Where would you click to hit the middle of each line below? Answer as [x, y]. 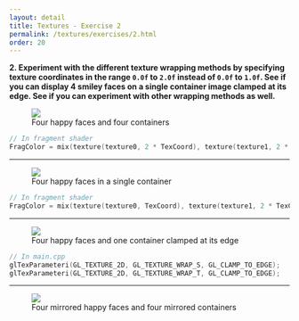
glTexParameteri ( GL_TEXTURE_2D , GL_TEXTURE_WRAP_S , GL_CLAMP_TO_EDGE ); [145, 265]
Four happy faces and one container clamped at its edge [135, 240]
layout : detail [37, 17]
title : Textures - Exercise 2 [65, 26]
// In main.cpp [37, 256]
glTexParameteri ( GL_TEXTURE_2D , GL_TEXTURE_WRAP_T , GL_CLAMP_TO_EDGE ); [145, 273]
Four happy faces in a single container [101, 181]
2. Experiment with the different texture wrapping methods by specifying [147, 68]
